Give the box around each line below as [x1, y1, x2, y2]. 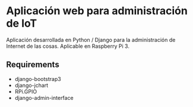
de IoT [6, 17, 37, 30]
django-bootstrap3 [14, 75, 61, 82]
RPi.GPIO [14, 87, 37, 95]
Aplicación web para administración [6, 4, 188, 18]
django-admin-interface [14, 94, 74, 101]
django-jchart [14, 82, 49, 89]
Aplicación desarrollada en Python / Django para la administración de [6, 36, 176, 43]
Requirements [6, 60, 59, 70]
